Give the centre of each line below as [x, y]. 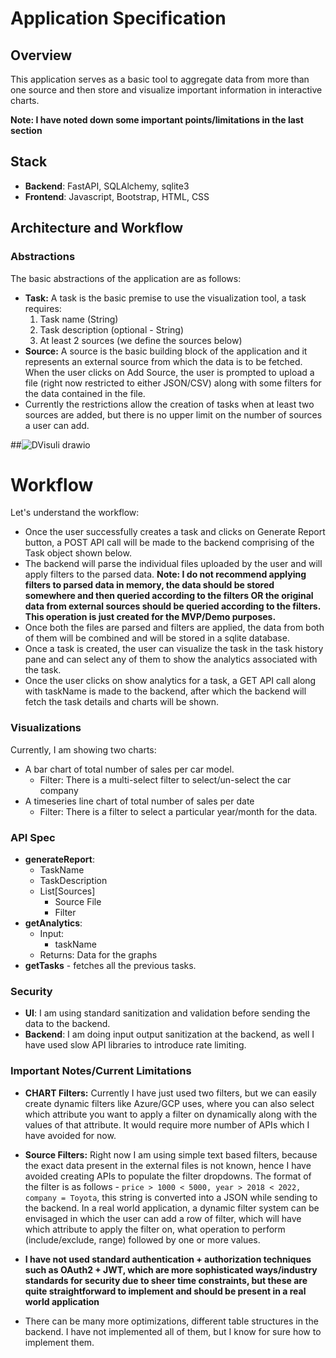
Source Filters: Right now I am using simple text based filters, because [171, 1154]
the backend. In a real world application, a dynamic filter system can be [172, 1208]
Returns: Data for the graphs [98, 955]
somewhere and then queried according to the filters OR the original [169, 596]
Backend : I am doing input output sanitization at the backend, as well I [169, 1034]
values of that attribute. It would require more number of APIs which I [167, 1124]
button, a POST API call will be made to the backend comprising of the [169, 543]
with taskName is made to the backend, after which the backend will [165, 691]
